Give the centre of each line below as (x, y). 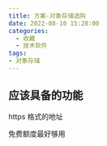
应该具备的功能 (46, 96)
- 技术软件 (32, 46)
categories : (28, 31)
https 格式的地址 (36, 116)
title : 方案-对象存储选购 (47, 16)
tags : (17, 53)
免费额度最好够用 (37, 133)
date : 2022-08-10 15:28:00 (54, 23)
